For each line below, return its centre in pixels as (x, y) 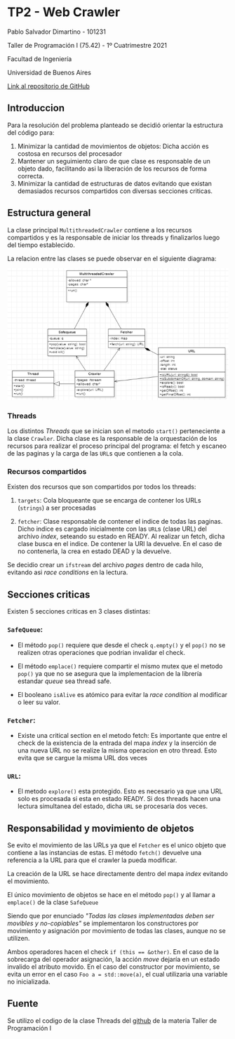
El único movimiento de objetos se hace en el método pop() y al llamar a (112, 894)
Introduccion (36, 108)
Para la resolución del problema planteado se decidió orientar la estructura (115, 125)
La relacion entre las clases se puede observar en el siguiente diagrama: (112, 258)
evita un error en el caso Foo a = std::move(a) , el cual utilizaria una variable (117, 974)
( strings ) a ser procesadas (56, 508)
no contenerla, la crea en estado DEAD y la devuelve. (94, 551)
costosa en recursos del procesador (70, 153)
